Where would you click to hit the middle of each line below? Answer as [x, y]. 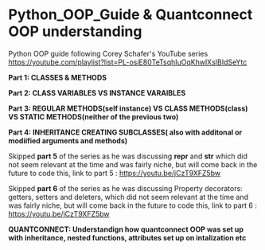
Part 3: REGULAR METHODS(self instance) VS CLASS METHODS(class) [128, 108]
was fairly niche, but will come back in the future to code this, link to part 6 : [132, 205]
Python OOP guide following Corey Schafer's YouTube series [108, 53]
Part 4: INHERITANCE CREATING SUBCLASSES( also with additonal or [125, 132]
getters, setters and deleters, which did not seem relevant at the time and [129, 197]
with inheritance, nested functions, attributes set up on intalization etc [127, 237]
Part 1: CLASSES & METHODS [58, 77]
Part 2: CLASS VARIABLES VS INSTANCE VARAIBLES [97, 92]
